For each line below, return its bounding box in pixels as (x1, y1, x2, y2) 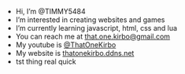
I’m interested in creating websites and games (15, 15, 165, 24)
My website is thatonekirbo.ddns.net (15, 49, 135, 57)
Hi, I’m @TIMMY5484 (15, 7, 87, 16)
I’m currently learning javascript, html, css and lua (15, 24, 178, 32)
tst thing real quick (15, 57, 76, 66)
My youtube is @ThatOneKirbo (15, 40, 117, 50)
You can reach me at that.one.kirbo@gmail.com (15, 31, 171, 41)
